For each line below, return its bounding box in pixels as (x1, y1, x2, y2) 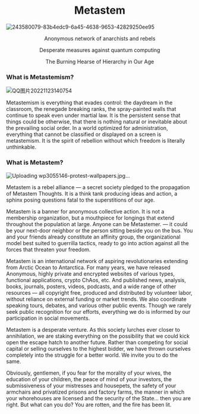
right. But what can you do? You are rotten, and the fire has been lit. (6, 401, 172, 408)
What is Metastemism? (6, 73, 74, 81)
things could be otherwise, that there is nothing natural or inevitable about (6, 118, 187, 125)
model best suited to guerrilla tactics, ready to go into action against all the (6, 239, 189, 246)
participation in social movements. (6, 314, 90, 322)
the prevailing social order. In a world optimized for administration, (6, 125, 168, 132)
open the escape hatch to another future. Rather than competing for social (6, 338, 188, 346)
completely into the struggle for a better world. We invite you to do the (6, 351, 178, 359)
